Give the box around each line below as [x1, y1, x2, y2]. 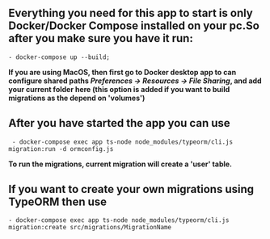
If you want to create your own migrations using [8, 182, 255, 196]
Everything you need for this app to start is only [8, 6, 253, 20]
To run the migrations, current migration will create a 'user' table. [8, 159, 233, 169]
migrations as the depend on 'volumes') [8, 93, 146, 103]
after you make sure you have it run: [8, 31, 194, 45]
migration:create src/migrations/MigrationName [8, 224, 172, 232]
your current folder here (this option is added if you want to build [8, 84, 230, 94]
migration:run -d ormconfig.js [8, 145, 114, 153]
